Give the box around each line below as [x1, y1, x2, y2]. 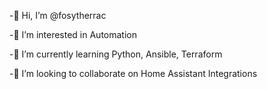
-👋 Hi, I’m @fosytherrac [9, 10, 107, 21]
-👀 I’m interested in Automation [9, 29, 137, 40]
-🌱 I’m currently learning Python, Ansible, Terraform [9, 48, 223, 60]
